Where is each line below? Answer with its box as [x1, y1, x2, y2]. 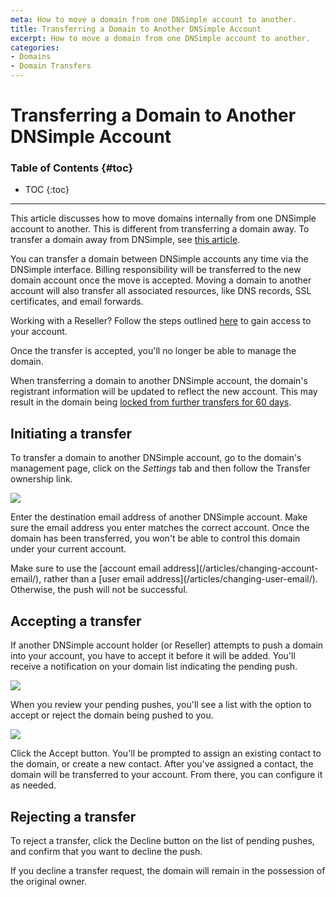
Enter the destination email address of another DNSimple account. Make [10, 511, 308, 523]
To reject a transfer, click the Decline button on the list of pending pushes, [10, 834, 315, 846]
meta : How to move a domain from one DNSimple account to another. [10, 14, 298, 25]
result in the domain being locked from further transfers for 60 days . [10, 396, 292, 408]
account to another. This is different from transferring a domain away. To [10, 223, 310, 235]
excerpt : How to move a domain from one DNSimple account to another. [10, 33, 311, 43]
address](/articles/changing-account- [162, 562, 319, 575]
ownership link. [10, 473, 73, 485]
